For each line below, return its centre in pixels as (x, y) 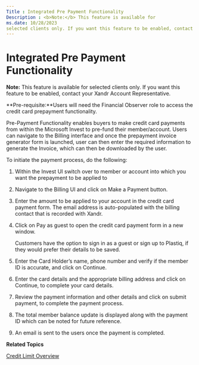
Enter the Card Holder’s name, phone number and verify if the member (102, 261)
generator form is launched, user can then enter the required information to (99, 142)
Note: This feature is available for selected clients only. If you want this (93, 87)
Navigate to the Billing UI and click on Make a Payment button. (91, 189)
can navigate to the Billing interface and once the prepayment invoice (91, 136)
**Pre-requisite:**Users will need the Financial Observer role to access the (100, 105)
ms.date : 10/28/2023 (32, 23)
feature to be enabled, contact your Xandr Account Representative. (88, 94)
